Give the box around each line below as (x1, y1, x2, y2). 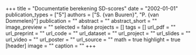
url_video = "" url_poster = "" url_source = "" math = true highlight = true (5, 36, 181, 43)
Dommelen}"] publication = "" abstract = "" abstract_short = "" (5, 18, 157, 24)
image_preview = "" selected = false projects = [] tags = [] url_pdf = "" (5, 23, 176, 30)
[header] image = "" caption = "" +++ (5, 42, 96, 49)
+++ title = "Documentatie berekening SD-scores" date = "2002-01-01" (5, 5, 178, 12)
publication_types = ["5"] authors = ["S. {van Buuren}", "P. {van (5, 11, 159, 18)
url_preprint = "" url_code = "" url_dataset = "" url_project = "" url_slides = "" (5, 30, 191, 37)
